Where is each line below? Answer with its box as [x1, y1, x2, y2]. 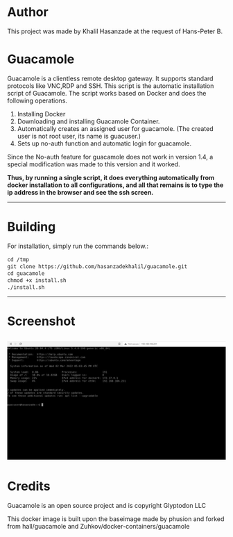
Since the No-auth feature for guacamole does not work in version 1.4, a [7, 152, 214, 161]
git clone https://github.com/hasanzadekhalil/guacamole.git [7, 263, 188, 270]
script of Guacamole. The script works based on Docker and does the [7, 89, 207, 97]
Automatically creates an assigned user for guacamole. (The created [17, 124, 214, 132]
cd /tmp [7, 256, 30, 263]
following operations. [7, 96, 68, 105]
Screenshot [7, 313, 76, 329]
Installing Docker [17, 109, 66, 118]
